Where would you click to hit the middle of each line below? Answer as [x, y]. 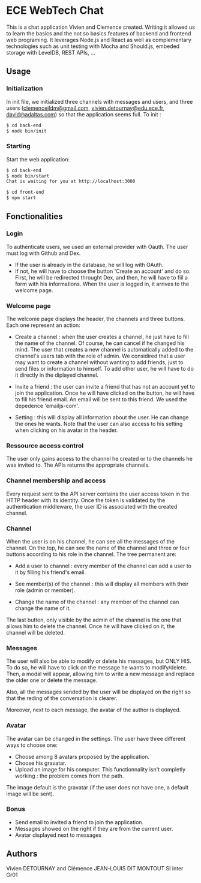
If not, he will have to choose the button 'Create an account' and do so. [103, 271]
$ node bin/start [28, 176]
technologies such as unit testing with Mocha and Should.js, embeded [93, 46]
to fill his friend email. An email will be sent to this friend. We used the [101, 400]
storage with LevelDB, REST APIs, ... [51, 52]
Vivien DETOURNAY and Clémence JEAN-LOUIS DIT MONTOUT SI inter [95, 868]
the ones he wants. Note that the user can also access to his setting [99, 424]
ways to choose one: [32, 745]
